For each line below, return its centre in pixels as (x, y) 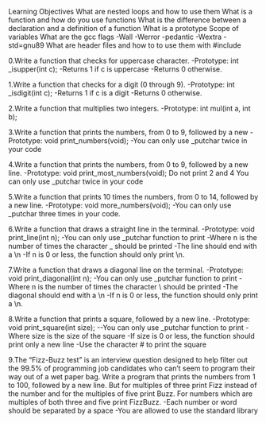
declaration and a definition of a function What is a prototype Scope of (124, 28)
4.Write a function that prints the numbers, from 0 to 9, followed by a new (128, 165)
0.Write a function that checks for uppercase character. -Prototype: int (123, 60)
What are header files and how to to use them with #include (144, 45)
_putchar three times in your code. (64, 213)
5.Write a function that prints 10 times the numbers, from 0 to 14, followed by (133, 197)
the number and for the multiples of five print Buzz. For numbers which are (130, 394)
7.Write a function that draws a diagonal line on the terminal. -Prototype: (126, 270)
